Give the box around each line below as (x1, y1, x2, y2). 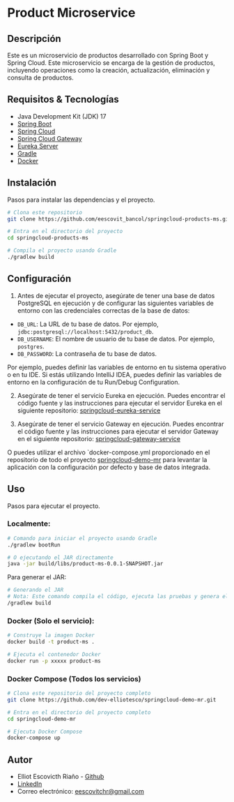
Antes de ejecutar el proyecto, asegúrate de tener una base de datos (17, 291, 215, 299)
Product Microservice (7, 5, 136, 21)
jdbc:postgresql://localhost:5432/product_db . (17, 327, 154, 336)
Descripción (7, 33, 61, 45)
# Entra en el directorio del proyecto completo (7, 708, 151, 716)
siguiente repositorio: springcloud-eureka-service (17, 406, 161, 415)
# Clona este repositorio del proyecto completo (7, 690, 151, 697)
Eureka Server (17, 142, 58, 150)
